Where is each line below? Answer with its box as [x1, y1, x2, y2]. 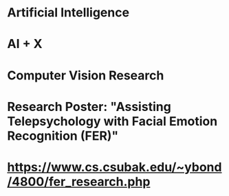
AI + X [7, 36, 43, 52]
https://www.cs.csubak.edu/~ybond [7, 159, 222, 175]
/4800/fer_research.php [7, 173, 151, 189]
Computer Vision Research [7, 67, 164, 83]
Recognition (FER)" [7, 128, 119, 143]
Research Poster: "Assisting [7, 99, 172, 114]
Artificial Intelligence [7, 5, 129, 21]
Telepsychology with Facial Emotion [7, 113, 218, 129]
